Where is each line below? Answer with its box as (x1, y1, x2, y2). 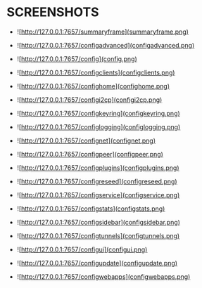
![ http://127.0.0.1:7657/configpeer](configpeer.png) (16, 150, 163, 158)
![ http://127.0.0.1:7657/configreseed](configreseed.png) (16, 177, 177, 185)
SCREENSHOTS (6, 4, 99, 20)
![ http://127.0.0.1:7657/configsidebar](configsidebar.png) (16, 218, 181, 226)
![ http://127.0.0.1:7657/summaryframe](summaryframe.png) (16, 27, 189, 36)
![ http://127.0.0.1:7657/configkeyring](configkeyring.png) (16, 109, 180, 117)
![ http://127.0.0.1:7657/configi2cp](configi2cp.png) (16, 96, 163, 104)
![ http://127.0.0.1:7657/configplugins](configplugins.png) (16, 163, 180, 172)
